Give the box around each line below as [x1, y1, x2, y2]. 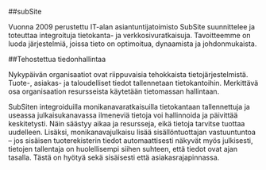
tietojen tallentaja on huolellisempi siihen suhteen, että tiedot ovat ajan [8, 145, 238, 153]
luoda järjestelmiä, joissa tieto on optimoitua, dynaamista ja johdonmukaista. [8, 39, 257, 48]
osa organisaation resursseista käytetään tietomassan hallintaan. [8, 87, 220, 96]
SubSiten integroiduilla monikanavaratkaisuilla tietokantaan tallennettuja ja [8, 102, 250, 111]
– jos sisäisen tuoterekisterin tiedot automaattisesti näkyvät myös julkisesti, [8, 136, 253, 145]
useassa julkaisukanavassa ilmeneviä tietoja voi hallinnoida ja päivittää [8, 110, 238, 120]
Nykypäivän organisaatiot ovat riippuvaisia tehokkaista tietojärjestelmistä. [8, 70, 249, 79]
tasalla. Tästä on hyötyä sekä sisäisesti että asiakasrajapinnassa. [8, 153, 220, 162]
